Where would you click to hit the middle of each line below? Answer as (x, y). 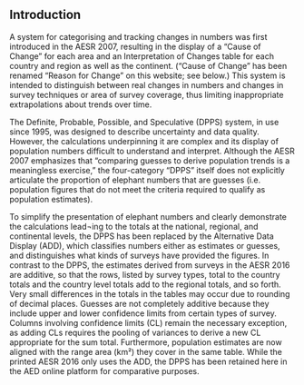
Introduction (45, 15)
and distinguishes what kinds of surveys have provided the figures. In (139, 255)
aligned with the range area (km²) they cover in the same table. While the (146, 351)
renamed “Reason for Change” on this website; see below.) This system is (147, 75)
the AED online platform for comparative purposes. (104, 370)
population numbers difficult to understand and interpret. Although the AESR (152, 151)
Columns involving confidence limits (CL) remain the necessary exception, (148, 322)
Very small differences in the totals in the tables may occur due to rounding (150, 293)
